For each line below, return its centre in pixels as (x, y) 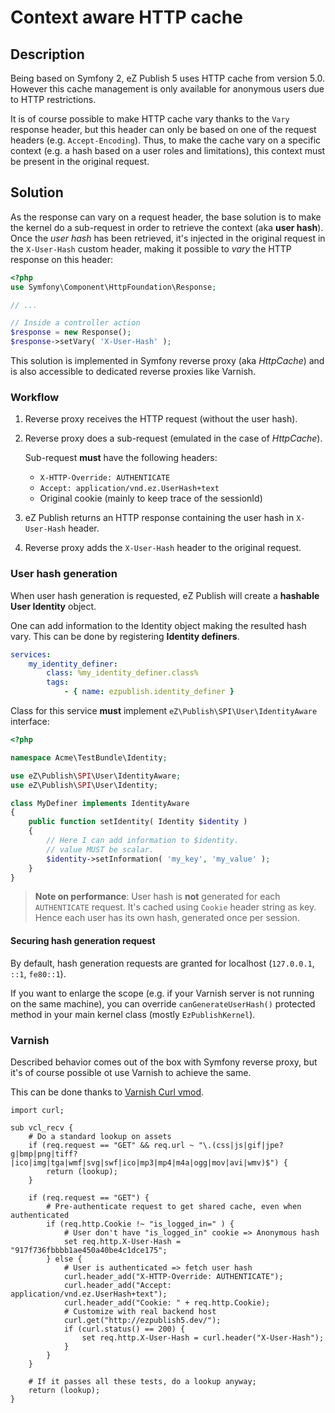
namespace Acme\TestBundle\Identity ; (89, 757)
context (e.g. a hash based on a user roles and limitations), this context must (168, 150)
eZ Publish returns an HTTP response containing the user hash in (159, 518)
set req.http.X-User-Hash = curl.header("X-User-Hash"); (203, 1337)
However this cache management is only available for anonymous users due (167, 89)
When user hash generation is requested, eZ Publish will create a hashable (165, 595)
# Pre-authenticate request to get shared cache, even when (174, 1206)
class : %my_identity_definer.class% (122, 673)
